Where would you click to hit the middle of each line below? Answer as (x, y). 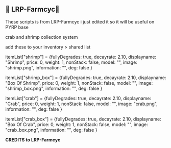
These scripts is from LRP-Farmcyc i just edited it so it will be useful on (80, 21)
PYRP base (17, 27)
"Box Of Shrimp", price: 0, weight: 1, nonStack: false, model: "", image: (79, 83)
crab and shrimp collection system (42, 37)
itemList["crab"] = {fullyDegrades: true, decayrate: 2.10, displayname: (78, 98)
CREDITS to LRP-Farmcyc (33, 140)
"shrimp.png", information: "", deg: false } (49, 67)
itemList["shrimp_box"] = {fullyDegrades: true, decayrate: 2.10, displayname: (86, 78)
